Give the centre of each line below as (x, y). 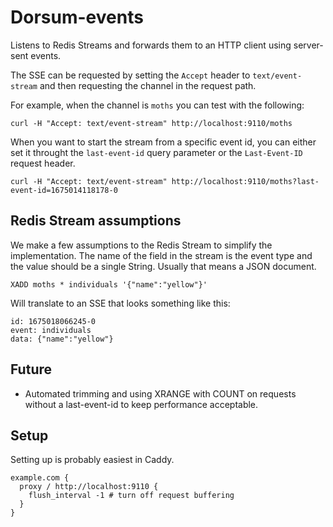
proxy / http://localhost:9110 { (89, 487)
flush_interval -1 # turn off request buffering (131, 496)
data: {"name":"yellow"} (62, 339)
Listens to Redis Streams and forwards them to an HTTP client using (151, 45)
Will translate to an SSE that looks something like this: (120, 303)
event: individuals (51, 330)
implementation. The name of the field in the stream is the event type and (161, 255)
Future (31, 369)
